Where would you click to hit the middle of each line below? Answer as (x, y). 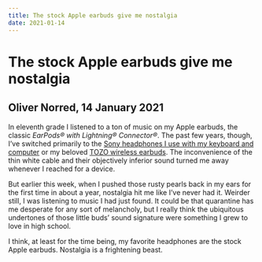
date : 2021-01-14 (37, 23)
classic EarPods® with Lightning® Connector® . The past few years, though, (130, 135)
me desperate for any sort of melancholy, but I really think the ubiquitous (126, 209)
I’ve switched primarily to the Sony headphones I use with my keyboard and (131, 144)
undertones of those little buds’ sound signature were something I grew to (128, 217)
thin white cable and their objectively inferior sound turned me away (119, 160)
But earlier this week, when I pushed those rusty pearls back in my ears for (130, 184)
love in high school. (40, 226)
